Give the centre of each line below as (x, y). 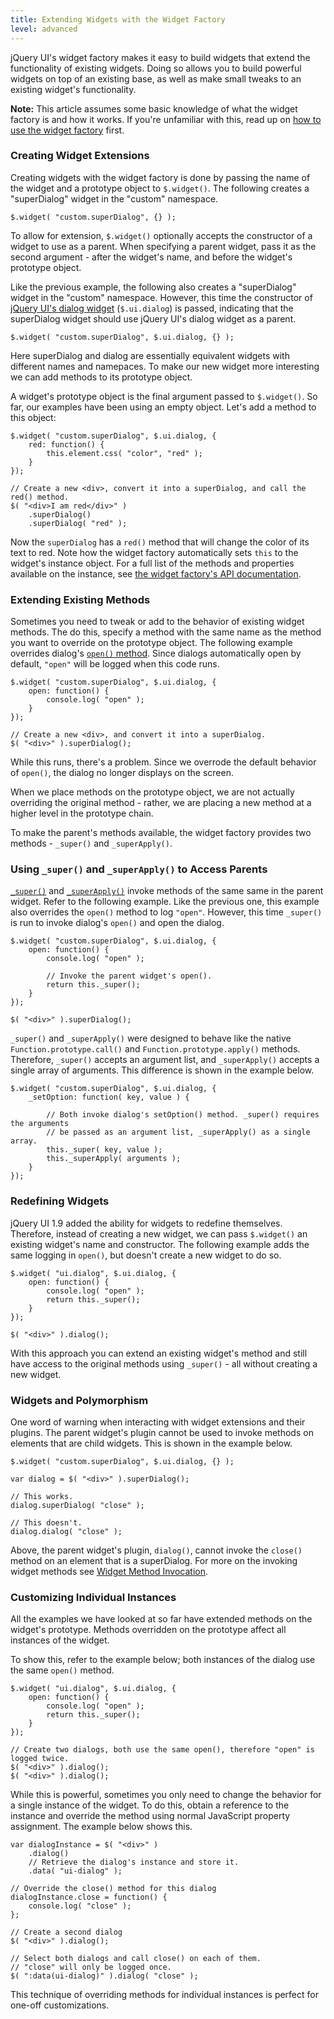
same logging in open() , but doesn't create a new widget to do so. (146, 1255)
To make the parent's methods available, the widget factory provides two (161, 833)
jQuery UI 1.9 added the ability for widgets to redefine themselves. (146, 1223)
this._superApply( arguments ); (114, 1159)
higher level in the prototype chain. (82, 813)
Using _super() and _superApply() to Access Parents (139, 869)
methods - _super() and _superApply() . (91, 843)
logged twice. (40, 1759)
